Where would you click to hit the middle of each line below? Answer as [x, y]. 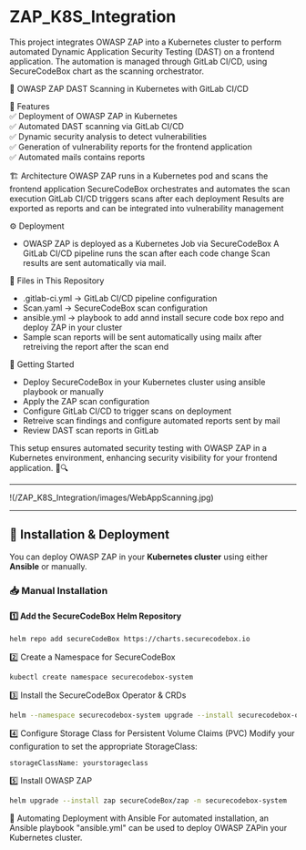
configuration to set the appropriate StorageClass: [103, 746]
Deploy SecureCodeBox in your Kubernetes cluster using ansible [144, 382]
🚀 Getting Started [42, 364]
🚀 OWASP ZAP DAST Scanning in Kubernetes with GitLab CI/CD [129, 88]
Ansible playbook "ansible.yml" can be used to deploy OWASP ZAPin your [148, 828]
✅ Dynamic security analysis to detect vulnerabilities [108, 136]
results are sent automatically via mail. [94, 262]
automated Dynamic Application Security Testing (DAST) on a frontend [142, 51]
